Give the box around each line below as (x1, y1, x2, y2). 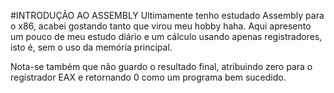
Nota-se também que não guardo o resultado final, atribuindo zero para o (10, 61, 313, 72)
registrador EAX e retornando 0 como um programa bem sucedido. (10, 71, 287, 83)
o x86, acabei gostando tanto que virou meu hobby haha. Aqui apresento (10, 20, 312, 32)
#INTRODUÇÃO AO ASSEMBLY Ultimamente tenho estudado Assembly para (10, 10, 325, 21)
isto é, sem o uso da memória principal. (10, 41, 173, 53)
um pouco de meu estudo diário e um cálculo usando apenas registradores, (10, 31, 323, 42)
